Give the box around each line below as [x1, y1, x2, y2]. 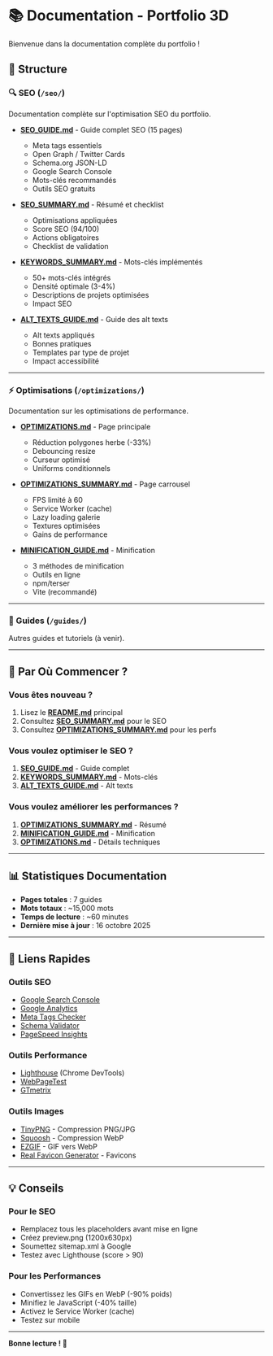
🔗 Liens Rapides [8, 952, 91, 966]
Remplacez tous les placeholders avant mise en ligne [19, 1224, 198, 1234]
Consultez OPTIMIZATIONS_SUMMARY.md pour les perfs [19, 725, 217, 735]
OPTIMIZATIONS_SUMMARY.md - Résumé [19, 819, 167, 830]
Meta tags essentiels [32, 140, 102, 150]
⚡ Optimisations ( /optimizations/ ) [8, 384, 145, 395]
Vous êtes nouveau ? [8, 689, 93, 700]
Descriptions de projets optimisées [32, 290, 149, 299]
